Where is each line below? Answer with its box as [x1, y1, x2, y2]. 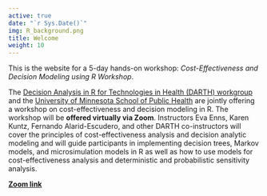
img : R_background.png [8, 26, 84, 34]
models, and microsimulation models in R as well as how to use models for [8, 147, 253, 157]
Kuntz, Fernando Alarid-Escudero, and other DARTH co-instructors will [8, 122, 241, 131]
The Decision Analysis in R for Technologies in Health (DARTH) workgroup [8, 87, 253, 97]
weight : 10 [8, 42, 45, 50]
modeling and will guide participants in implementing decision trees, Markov [8, 138, 260, 148]
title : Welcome [8, 34, 59, 42]
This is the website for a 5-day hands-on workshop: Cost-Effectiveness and [8, 63, 258, 73]
